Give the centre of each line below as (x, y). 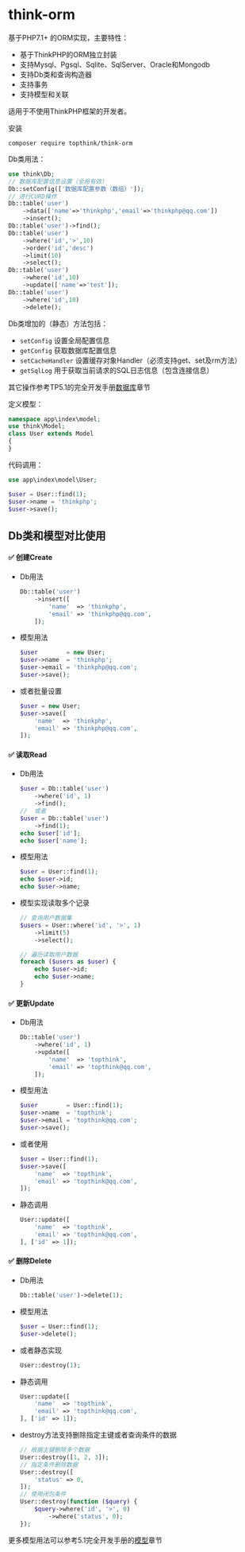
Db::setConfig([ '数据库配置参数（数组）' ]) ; (77, 189)
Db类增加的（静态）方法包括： (58, 323)
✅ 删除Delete (30, 1261)
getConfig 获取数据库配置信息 (68, 350)
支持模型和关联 (44, 94)
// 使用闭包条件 (43, 1494)
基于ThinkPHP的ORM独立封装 (68, 54)
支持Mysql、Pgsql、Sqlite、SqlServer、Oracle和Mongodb (115, 64)
